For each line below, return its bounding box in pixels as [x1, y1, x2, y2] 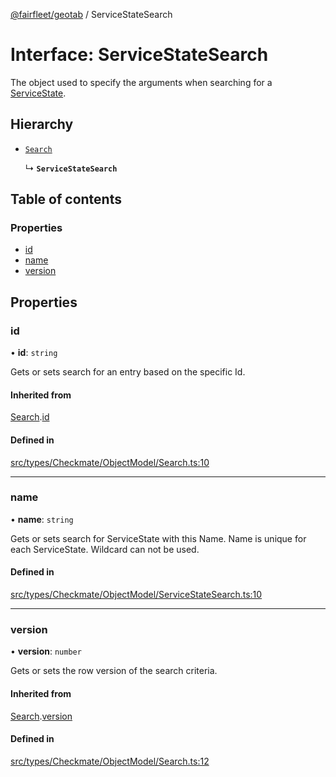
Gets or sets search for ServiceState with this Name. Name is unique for [10, 532, 307, 544]
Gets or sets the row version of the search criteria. [10, 665, 218, 677]
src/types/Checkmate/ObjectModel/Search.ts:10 [10, 456, 210, 468]
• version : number [10, 645, 82, 658]
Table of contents [10, 191, 122, 208]
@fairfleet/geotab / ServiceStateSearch [10, 9, 173, 20]
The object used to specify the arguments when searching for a [10, 76, 273, 88]
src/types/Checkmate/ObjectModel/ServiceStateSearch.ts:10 [10, 589, 263, 601]
